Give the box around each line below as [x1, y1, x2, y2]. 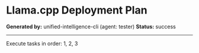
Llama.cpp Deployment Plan [6, 4, 147, 17]
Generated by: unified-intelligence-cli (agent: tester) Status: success [6, 23, 176, 30]
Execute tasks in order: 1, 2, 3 [6, 39, 78, 47]
